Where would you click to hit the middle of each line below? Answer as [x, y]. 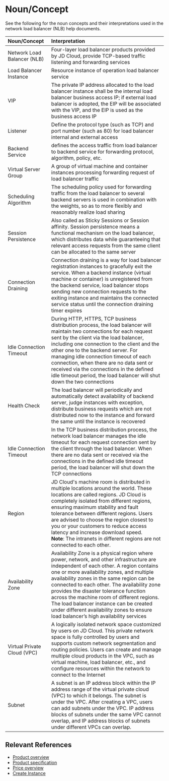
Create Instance [29, 773]
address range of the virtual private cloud [100, 689]
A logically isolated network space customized [106, 624]
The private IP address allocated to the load [103, 85]
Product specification [35, 762]
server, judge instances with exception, [98, 402]
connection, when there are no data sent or [102, 363]
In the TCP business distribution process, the [104, 430]
